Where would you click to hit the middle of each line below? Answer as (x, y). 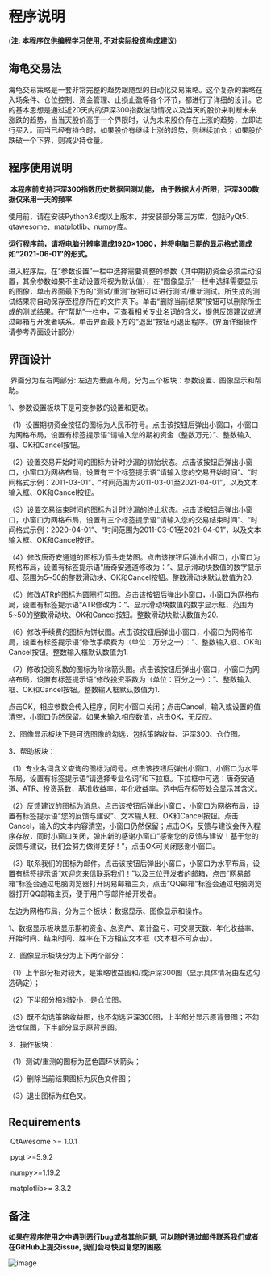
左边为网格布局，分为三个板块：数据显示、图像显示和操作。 (107, 911)
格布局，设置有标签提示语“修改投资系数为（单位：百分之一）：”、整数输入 (130, 679)
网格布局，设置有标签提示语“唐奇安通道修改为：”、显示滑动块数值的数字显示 (135, 568)
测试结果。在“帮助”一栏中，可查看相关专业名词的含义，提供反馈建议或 (139, 311)
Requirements (44, 1122)
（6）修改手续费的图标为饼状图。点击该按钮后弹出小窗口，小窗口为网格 (127, 632)
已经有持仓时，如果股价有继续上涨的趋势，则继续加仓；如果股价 (156, 129)
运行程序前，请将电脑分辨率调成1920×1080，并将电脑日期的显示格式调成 (130, 243)
